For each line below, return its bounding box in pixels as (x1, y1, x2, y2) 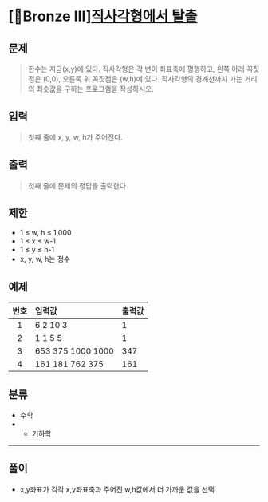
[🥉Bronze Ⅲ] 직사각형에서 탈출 (8, 7, 198, 26)
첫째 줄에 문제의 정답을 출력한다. (27, 180, 128, 190)
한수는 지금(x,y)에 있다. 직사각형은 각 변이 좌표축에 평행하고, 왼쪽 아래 (27, 65, 245, 73)
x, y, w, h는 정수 (19, 255, 70, 264)
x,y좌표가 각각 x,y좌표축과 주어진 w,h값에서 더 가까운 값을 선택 (19, 484, 215, 494)
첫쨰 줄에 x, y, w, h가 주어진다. (27, 132, 124, 142)
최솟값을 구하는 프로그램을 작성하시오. (36, 85, 154, 93)
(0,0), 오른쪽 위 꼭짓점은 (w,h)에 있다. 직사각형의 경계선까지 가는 (42, 74, 243, 84)
